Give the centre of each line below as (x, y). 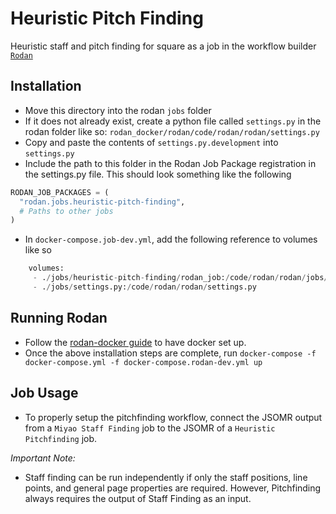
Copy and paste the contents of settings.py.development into (151, 142)
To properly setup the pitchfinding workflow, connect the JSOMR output (173, 417)
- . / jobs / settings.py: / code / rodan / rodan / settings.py (144, 287)
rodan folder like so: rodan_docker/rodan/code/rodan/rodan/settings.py (172, 131)
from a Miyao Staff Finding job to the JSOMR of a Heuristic (150, 428)
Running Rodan (59, 318)
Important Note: (43, 458)
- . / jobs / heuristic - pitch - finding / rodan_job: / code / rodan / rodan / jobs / (180, 278)
